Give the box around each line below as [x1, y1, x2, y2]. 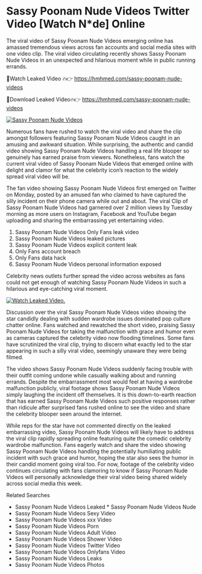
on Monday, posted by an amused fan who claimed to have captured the [6, 191, 186, 198]
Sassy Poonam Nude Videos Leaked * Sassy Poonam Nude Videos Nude [14, 503, 197, 510]
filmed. [6, 353, 24, 360]
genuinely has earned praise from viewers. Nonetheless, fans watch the [6, 153, 185, 161]
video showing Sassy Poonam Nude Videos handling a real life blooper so [6, 147, 190, 154]
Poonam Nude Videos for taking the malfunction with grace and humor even [6, 328, 195, 335]
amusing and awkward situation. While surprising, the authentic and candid [6, 140, 194, 148]
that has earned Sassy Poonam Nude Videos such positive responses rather [6, 397, 196, 405]
